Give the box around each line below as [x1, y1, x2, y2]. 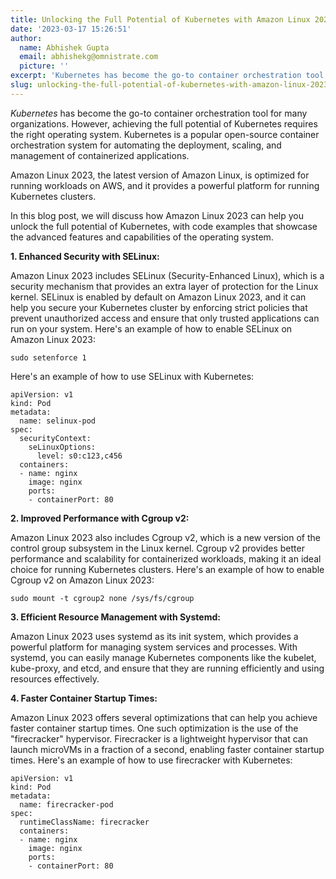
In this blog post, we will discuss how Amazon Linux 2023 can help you [10, 209, 305, 221]
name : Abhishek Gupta [19, 42, 110, 53]
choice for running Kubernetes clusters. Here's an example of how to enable [10, 563, 325, 575]
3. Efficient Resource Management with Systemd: [10, 611, 221, 623]
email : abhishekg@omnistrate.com [19, 52, 159, 62]
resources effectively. [10, 672, 100, 685]
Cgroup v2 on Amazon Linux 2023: [10, 574, 155, 586]
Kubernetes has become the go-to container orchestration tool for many [10, 107, 308, 119]
